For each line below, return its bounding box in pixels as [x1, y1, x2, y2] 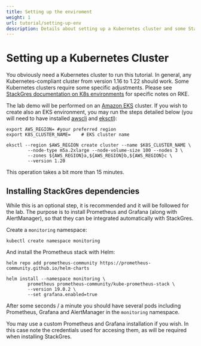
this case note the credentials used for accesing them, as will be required [6, 327, 187, 333]
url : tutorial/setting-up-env [6, 20, 82, 26]
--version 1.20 [28, 158, 66, 164]
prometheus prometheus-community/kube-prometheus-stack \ [28, 281, 175, 287]
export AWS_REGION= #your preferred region [6, 127, 117, 133]
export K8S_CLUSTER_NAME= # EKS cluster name [6, 132, 130, 138]
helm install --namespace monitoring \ [6, 276, 106, 282]
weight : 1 [6, 14, 31, 20]
